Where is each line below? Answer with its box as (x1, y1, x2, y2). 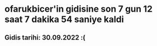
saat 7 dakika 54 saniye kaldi (4, 14, 124, 25)
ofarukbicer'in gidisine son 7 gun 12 (4, 3, 153, 15)
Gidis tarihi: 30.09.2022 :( (4, 33, 86, 42)
